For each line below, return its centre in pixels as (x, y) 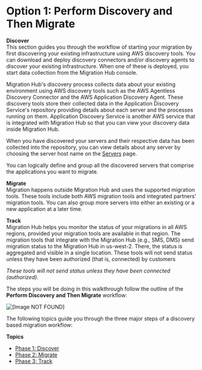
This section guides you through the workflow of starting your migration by (99, 47)
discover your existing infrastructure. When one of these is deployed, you (97, 66)
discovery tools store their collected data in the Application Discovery (93, 103)
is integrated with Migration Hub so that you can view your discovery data (98, 122)
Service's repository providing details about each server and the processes (100, 110)
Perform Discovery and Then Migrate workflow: (67, 295)
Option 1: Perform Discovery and (90, 11)
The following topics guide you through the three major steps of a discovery (100, 318)
